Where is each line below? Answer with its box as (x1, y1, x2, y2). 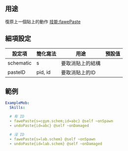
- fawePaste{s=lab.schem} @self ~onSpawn (9, 137, 96, 142)
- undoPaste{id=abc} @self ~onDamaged (9, 123, 90, 128)
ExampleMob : (5, 100, 30, 106)
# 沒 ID (9, 132, 25, 137)
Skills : (9, 105, 26, 110)
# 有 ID (9, 114, 25, 119)
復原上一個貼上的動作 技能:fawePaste (5, 19, 81, 25)
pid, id (36, 68, 51, 75)
